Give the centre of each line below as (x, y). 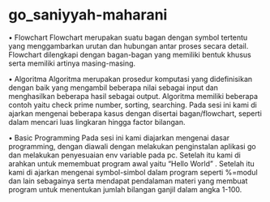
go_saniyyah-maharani (88, 15)
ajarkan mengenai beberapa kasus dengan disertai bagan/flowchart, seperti (135, 113)
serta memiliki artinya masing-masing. (72, 63)
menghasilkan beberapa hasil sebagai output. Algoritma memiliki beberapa (133, 96)
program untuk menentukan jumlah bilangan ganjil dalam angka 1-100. (125, 189)
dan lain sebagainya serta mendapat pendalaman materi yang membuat (128, 181)
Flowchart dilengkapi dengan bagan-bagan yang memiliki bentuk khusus (130, 54)
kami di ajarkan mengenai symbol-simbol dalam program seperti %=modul (133, 172)
